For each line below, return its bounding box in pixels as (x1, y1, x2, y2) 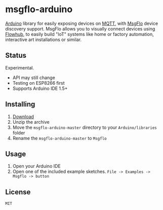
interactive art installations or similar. (5, 37, 82, 43)
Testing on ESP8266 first (12, 80, 65, 86)
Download (12, 113, 34, 120)
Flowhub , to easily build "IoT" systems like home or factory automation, (5, 31, 154, 37)
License (5, 188, 31, 196)
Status (5, 51, 27, 60)
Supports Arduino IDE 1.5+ (12, 85, 68, 91)
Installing (5, 100, 35, 109)
